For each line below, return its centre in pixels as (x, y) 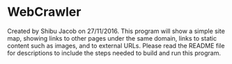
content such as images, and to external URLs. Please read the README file (116, 45)
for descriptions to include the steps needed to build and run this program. (114, 53)
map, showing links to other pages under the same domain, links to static (112, 38)
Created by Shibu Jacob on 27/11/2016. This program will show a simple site (116, 31)
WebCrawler (44, 12)
